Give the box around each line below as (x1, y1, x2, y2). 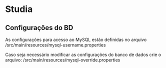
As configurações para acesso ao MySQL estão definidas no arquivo (5, 36, 147, 42)
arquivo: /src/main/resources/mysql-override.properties (5, 57, 120, 63)
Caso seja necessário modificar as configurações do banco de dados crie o (5, 51, 161, 57)
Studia (5, 3, 33, 15)
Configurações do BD (5, 23, 73, 32)
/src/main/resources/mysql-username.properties (5, 42, 106, 48)
